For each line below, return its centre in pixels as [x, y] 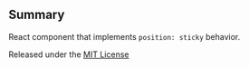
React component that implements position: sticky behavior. [124, 36]
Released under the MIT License [69, 54]
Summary [37, 15]
